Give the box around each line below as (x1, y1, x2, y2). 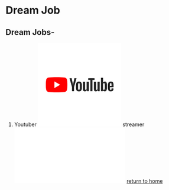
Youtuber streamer (14, 121, 145, 128)
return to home (126, 178, 163, 184)
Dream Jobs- (5, 27, 55, 37)
